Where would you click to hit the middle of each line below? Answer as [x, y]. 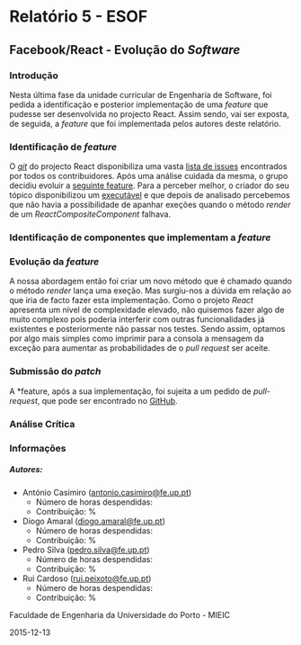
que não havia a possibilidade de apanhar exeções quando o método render [150, 205]
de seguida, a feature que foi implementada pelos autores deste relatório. [145, 123]
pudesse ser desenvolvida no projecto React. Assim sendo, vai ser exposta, [150, 113]
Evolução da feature [54, 262]
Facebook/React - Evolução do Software [125, 50]
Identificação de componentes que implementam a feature [140, 237]
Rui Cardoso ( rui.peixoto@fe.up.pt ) [87, 578]
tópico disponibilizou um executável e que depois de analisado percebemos [150, 195]
